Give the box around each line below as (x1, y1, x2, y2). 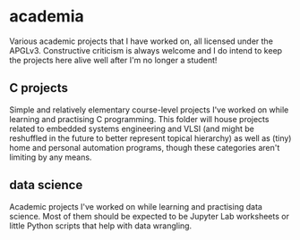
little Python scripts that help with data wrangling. (9, 220, 193, 231)
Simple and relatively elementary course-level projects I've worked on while (9, 104, 289, 115)
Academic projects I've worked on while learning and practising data (9, 201, 262, 211)
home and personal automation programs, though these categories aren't (9, 142, 280, 153)
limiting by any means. (9, 152, 92, 162)
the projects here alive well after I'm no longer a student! (9, 54, 218, 65)
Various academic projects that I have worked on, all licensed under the (9, 36, 273, 46)
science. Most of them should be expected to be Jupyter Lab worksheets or (9, 211, 289, 221)
